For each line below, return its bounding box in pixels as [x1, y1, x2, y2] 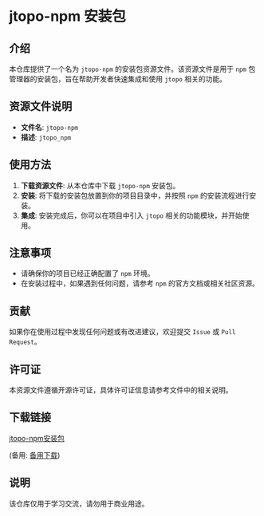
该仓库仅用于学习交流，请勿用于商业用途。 [9, 498, 149, 508]
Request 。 [9, 337, 42, 347]
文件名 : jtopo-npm [20, 122, 79, 132]
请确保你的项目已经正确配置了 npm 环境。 [20, 269, 155, 278]
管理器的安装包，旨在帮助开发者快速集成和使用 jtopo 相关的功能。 [9, 74, 227, 84]
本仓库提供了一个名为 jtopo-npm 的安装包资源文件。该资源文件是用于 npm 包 [9, 65, 256, 73]
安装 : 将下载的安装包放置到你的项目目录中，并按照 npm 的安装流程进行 [20, 191, 250, 200]
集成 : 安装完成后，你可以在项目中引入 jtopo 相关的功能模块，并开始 [20, 211, 242, 220]
